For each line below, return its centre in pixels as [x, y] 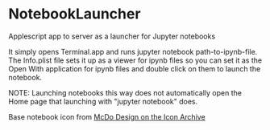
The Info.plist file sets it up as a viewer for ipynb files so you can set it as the [135, 60]
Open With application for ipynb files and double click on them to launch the [135, 68]
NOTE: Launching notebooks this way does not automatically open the [125, 92]
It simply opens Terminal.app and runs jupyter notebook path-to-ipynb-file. [133, 51]
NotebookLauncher [75, 14]
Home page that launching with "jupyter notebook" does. [103, 101]
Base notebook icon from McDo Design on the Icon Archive [107, 116]
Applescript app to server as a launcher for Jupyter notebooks [112, 36]
